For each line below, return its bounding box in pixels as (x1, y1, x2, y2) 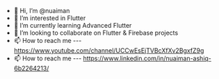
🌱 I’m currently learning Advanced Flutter (13, 21, 132, 29)
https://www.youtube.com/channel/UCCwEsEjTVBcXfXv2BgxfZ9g (13, 46, 204, 55)
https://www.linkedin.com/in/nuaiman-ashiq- (83, 54, 212, 62)
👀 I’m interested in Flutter (13, 14, 86, 22)
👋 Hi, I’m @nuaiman (13, 7, 70, 15)
